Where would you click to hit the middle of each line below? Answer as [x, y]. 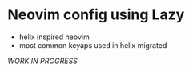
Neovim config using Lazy [96, 15]
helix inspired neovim [54, 37]
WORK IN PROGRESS [42, 61]
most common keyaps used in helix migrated [93, 45]
